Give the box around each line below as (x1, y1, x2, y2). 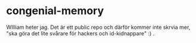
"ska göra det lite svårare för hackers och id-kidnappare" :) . (6, 29, 155, 37)
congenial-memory (6, 4, 105, 18)
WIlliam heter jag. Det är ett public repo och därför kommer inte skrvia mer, (6, 24, 191, 31)
